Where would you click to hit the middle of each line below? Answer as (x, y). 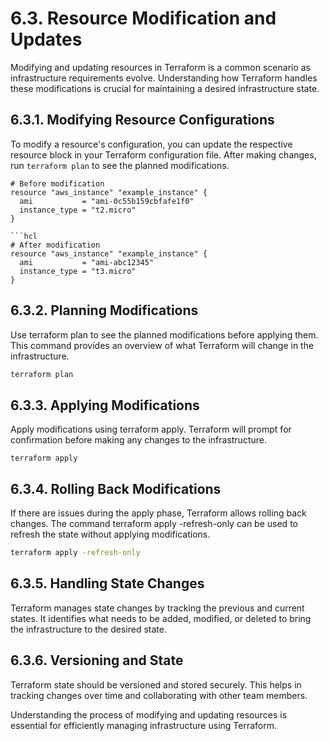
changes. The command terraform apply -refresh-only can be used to (154, 524)
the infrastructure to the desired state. (88, 629)
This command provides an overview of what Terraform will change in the (162, 345)
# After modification (55, 245)
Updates (46, 39)
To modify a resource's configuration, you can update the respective (151, 144)
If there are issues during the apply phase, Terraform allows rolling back (158, 513)
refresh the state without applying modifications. (110, 534)
